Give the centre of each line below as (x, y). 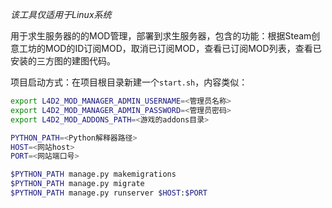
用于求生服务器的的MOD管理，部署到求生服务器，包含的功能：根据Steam (161, 36)
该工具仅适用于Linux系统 (61, 14)
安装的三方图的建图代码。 (63, 61)
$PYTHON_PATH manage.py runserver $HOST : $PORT (109, 193)
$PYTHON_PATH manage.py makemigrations (93, 174)
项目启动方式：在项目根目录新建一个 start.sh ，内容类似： (129, 82)
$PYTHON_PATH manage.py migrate (77, 184)
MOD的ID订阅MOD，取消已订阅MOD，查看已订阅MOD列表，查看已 (183, 48)
